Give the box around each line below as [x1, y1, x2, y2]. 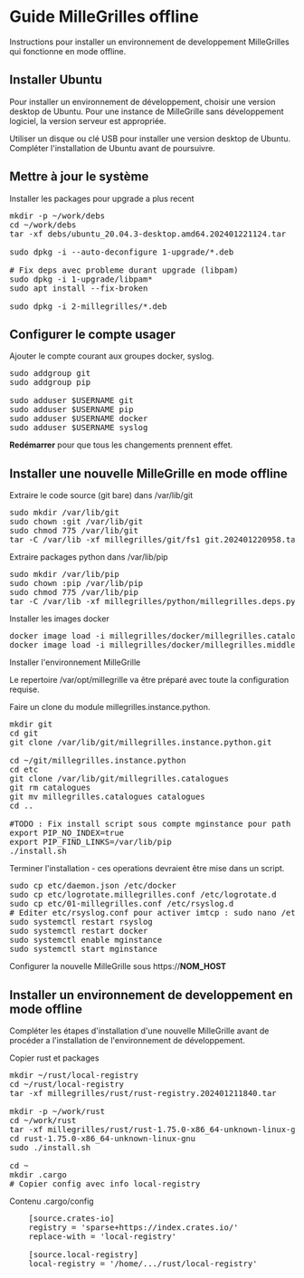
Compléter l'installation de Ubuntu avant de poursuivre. [9, 142, 215, 153]
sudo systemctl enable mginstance [9, 935, 163, 946]
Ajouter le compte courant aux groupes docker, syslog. [9, 351, 214, 361]
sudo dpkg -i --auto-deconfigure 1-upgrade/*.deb [9, 246, 234, 257]
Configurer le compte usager [9, 326, 176, 341]
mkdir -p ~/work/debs [9, 210, 106, 221]
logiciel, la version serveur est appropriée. [9, 115, 166, 126]
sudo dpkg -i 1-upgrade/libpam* [9, 274, 153, 284]
